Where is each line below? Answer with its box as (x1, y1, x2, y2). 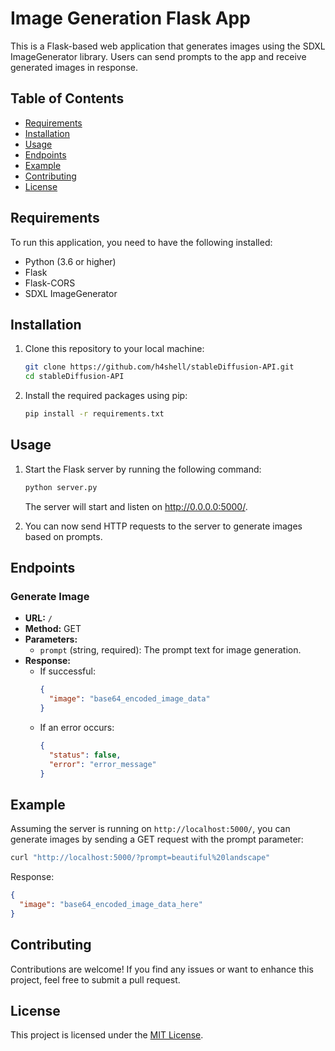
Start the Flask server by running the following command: (24, 463, 262, 475)
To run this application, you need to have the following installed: (10, 236, 273, 248)
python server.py (24, 482, 98, 492)
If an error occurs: (39, 722, 115, 733)
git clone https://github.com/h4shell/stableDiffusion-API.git (24, 362, 295, 372)
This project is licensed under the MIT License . (10, 1029, 204, 1041)
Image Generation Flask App (10, 7, 251, 30)
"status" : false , (48, 750, 122, 760)
